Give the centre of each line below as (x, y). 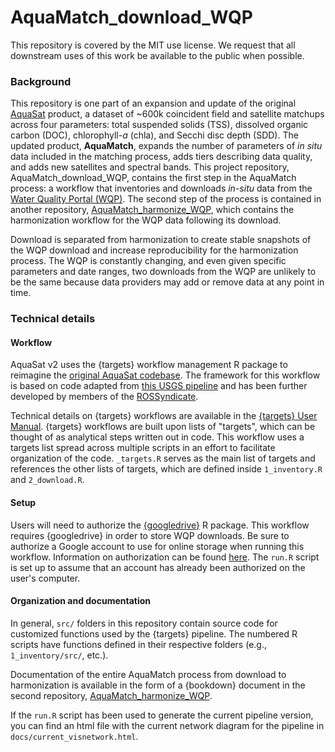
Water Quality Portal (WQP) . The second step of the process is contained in (166, 199)
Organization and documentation (81, 601)
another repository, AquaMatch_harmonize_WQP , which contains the (152, 210)
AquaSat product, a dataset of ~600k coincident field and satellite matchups (167, 114)
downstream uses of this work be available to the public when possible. (157, 55)
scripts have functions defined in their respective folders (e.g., (138, 644)
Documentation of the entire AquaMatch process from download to (148, 674)
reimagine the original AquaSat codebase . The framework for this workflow (165, 375)
